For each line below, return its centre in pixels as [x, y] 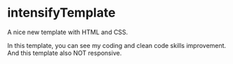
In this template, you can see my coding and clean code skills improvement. [117, 45]
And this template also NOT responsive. [65, 53]
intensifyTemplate [61, 13]
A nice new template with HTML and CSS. [68, 32]
